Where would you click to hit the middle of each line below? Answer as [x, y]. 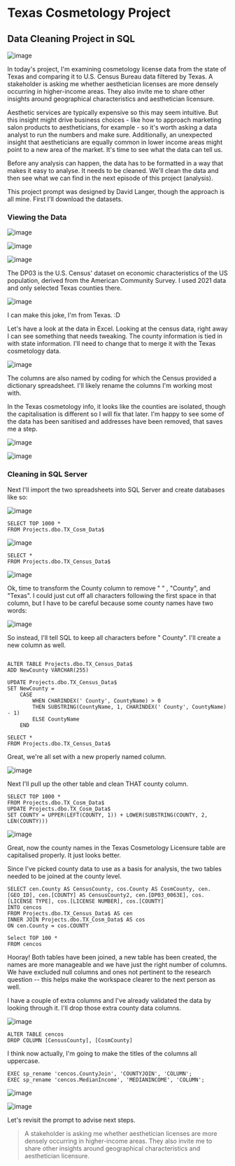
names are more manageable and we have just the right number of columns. [117, 964]
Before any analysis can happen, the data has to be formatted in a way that [115, 163]
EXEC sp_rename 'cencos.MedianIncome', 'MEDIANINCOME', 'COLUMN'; [106, 1080]
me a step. [22, 429]
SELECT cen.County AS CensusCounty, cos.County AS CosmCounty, [101, 889]
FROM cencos [24, 944]
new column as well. [37, 645]
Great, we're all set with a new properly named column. [87, 756]
